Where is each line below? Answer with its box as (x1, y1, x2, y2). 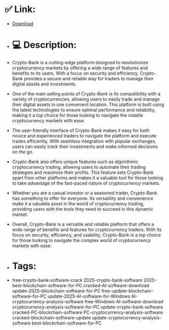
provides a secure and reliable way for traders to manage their (24, 75, 154, 81)
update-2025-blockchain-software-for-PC (12, 288, 101, 294)
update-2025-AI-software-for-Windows (47, 293, 131, 299)
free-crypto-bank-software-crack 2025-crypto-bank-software (12, 277, 143, 283)
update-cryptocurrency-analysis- (92, 314, 162, 320)
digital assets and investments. (12, 81, 77, 87)
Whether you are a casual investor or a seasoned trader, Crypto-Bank (12, 190, 157, 196)
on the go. (12, 149, 34, 155)
